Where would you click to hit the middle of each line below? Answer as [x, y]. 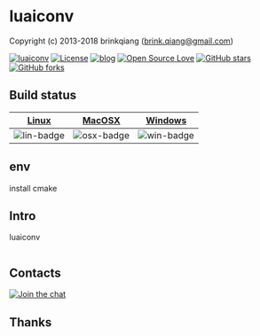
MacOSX [101, 120]
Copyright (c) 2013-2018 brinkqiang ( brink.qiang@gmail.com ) [121, 41]
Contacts [35, 273]
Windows [166, 120]
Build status [43, 95]
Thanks [31, 322]
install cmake [33, 188]
